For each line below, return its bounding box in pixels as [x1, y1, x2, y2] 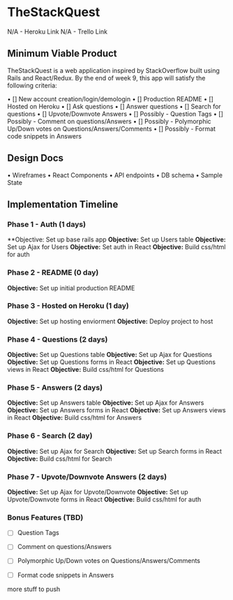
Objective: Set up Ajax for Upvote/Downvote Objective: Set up [7, 488, 188, 496]
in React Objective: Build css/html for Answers [7, 414, 142, 422]
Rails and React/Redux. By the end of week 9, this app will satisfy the [7, 74, 206, 82]
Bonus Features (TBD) [7, 512, 84, 522]
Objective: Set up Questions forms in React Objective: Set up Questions [7, 358, 216, 366]
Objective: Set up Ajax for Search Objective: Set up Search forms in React [7, 447, 222, 455]
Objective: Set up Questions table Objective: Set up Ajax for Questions [7, 351, 213, 359]
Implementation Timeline [7, 198, 119, 210]
